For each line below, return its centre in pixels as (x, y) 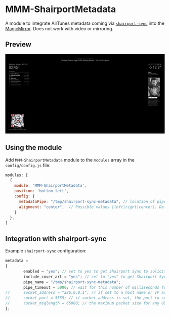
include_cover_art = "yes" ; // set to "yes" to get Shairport (90, 277)
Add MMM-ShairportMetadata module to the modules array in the (70, 160)
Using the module (34, 148)
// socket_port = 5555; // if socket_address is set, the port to (82, 298)
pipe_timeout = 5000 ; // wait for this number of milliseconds (91, 287)
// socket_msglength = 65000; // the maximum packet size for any (82, 303)
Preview (18, 45)
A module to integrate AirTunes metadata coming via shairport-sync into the (85, 23)
